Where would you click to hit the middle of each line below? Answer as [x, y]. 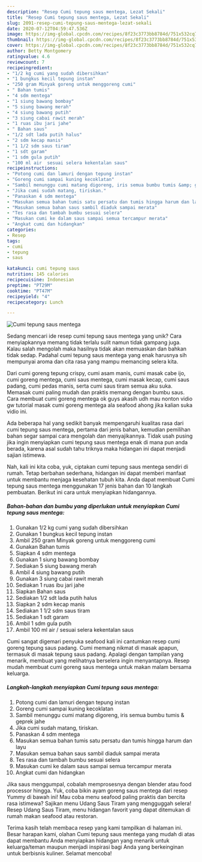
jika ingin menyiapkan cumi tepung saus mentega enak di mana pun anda [97, 442]
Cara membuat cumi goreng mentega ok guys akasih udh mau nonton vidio [100, 399]
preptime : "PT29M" [30, 285]
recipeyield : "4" [28, 296]
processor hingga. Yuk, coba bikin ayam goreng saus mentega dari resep [97, 790]
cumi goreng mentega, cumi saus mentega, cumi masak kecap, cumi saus [98, 380]
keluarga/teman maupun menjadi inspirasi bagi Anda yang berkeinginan [95, 847]
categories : [22, 230]
